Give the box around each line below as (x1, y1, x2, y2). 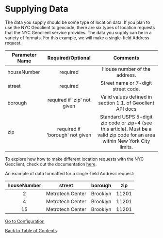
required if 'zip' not (47, 96, 91, 103)
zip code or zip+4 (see (100, 119, 152, 126)
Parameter (12, 51, 37, 58)
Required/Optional (47, 54, 91, 61)
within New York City (102, 137, 150, 144)
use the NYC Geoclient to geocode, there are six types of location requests (5, 24, 155, 30)
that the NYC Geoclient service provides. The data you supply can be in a (5, 30, 152, 35)
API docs (116, 105, 137, 112)
